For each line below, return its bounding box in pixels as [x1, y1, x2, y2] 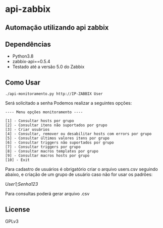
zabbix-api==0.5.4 [12, 59, 51, 65]
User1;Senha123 [5, 181, 38, 187]
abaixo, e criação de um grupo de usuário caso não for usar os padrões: [5, 171, 153, 177]
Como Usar [5, 78, 41, 86]
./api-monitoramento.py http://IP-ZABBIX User [5, 91, 103, 96]
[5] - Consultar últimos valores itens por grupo [5, 136, 110, 141]
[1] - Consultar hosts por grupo [5, 118, 74, 124]
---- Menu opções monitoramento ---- [5, 110, 83, 115]
